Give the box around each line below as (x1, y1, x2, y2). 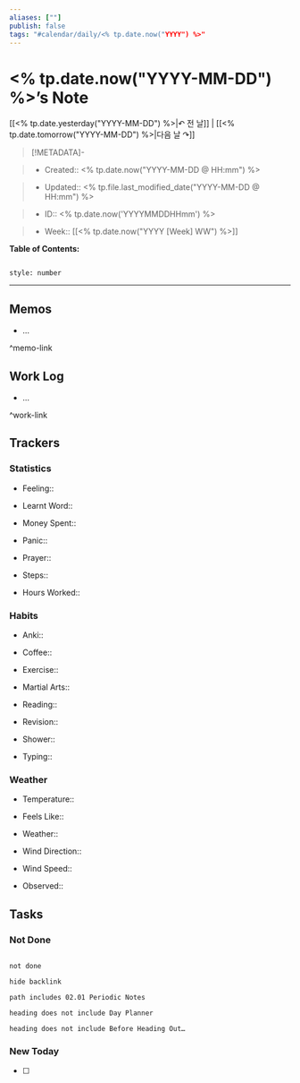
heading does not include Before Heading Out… (9, 1024, 186, 1033)
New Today (9, 1044, 60, 1057)
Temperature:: (21, 794, 75, 804)
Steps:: (21, 570, 49, 580)
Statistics (9, 462, 52, 475)
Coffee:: (21, 647, 53, 658)
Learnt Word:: (21, 500, 73, 511)
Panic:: (21, 535, 48, 546)
